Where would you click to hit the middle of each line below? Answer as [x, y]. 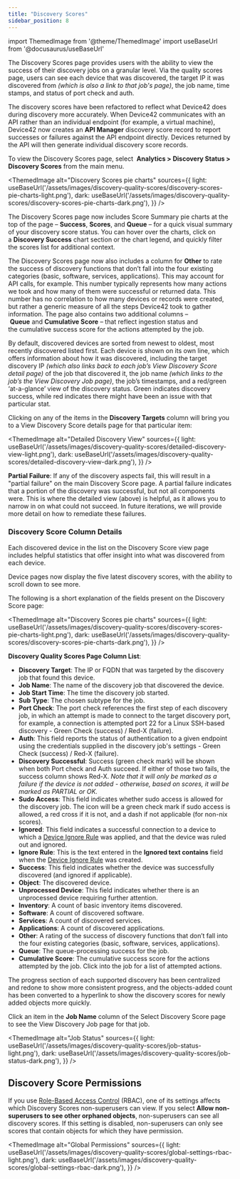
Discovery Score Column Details [65, 532]
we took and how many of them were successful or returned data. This [112, 291]
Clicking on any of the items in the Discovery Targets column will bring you [119, 417]
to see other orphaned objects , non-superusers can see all [132, 1115]
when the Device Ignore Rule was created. [80, 860]
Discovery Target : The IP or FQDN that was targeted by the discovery [121, 670]
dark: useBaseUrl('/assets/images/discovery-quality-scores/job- [136, 1053]
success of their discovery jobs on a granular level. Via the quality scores [115, 70]
